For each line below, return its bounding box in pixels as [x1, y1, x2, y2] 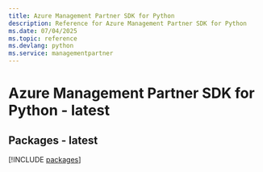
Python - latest [8, 102, 111, 120]
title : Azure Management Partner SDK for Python [8, 11, 175, 20]
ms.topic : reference [8, 34, 78, 43]
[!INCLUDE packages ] [8, 155, 81, 164]
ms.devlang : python [8, 42, 74, 50]
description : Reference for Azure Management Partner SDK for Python [8, 19, 248, 27]
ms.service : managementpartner [8, 49, 114, 57]
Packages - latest [8, 133, 98, 147]
